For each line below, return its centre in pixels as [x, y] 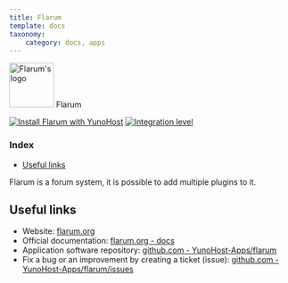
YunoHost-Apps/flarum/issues [78, 270]
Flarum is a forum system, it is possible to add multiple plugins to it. [133, 182]
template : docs [37, 26]
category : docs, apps [65, 42]
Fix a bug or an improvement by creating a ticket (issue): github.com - [150, 260]
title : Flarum [36, 17]
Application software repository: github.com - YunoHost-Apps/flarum [149, 250]
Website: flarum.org [58, 231]
